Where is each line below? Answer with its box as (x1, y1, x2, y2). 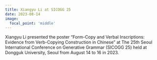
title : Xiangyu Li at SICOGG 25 (5, 7, 71, 12)
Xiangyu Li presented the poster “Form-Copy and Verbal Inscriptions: (5, 34, 145, 40)
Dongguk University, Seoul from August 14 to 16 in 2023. (5, 50, 119, 56)
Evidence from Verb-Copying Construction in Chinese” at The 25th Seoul (5, 40, 153, 45)
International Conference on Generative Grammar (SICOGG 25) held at (5, 44, 147, 50)
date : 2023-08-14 (5, 12, 41, 17)
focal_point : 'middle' (9, 20, 56, 26)
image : (5, 16, 19, 21)
